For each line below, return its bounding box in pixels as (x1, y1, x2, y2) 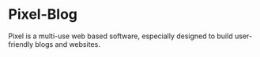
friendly (8, 39, 34, 48)
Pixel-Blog (8, 5, 77, 23)
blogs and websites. (35, 39, 100, 48)
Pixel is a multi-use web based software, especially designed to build (8, 31, 233, 41)
